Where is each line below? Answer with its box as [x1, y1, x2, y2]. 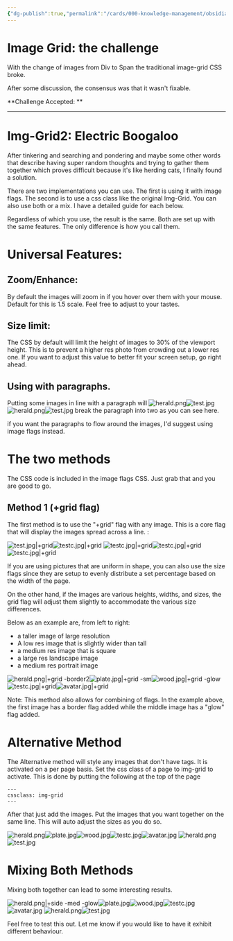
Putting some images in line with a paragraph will [7, 399, 148, 407]
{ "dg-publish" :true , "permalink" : [7, 10, 104, 17]
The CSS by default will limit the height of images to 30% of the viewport [7, 338, 216, 347]
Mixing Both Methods [7, 863, 134, 878]
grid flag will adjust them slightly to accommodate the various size [7, 597, 196, 606]
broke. [7, 70, 26, 78]
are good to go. [7, 482, 51, 490]
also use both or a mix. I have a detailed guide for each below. [7, 201, 184, 210]
